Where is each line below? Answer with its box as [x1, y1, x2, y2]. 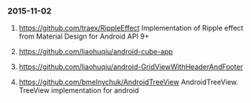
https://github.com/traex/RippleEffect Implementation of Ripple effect [18, 24, 244, 33]
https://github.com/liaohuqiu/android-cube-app [18, 47, 174, 57]
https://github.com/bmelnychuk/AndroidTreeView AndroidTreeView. [18, 77, 239, 87]
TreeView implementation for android [18, 86, 139, 95]
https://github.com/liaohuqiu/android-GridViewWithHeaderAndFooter [18, 62, 243, 72]
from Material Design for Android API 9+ [18, 31, 150, 41]
